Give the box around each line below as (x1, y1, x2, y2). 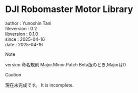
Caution (5, 71, 21, 77)
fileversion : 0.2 (5, 25, 37, 31)
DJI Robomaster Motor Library (5, 4, 133, 15)
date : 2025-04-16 (5, 41, 43, 47)
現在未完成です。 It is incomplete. (5, 82, 74, 88)
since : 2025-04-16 (5, 36, 45, 42)
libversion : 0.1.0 (5, 31, 38, 37)
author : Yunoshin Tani (5, 20, 51, 26)
